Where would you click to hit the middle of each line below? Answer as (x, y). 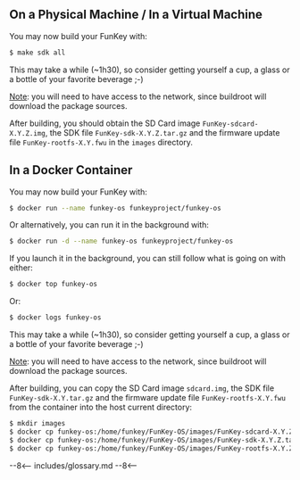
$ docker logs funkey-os (55, 318)
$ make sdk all (37, 53)
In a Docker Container (71, 170)
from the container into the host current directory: (101, 407)
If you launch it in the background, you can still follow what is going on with (147, 259)
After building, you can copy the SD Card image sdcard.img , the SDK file (142, 388)
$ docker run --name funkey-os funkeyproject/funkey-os (115, 208)
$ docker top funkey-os (54, 285)
